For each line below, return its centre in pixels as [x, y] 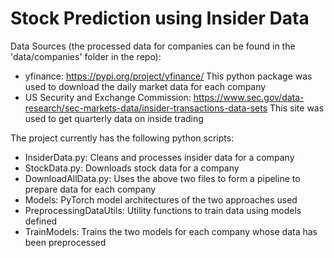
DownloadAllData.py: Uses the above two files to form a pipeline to [162, 178]
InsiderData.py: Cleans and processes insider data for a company [159, 157]
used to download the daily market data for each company [145, 86]
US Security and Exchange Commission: [108, 97]
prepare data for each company [90, 189]
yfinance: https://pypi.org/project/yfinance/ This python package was [168, 76]
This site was [297, 108]
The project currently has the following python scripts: [122, 138]
